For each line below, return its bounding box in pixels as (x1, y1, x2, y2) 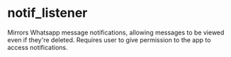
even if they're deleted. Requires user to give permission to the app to (7, 35, 211, 44)
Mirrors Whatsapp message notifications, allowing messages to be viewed (7, 28, 225, 37)
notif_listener (7, 5, 88, 21)
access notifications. (7, 43, 69, 51)
